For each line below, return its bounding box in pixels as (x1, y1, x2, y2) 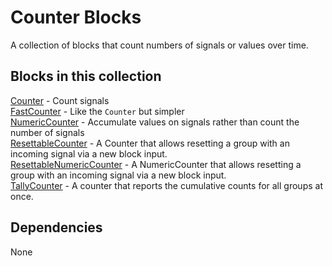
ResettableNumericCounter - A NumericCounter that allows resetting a (10, 158, 302, 170)
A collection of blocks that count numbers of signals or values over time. (10, 39, 309, 51)
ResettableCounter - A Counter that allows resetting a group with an (10, 137, 290, 149)
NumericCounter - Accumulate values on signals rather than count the (10, 116, 300, 128)
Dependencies (10, 219, 103, 236)
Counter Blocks (10, 6, 142, 29)
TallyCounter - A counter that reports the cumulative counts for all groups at (10, 179, 323, 191)
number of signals (10, 126, 85, 138)
